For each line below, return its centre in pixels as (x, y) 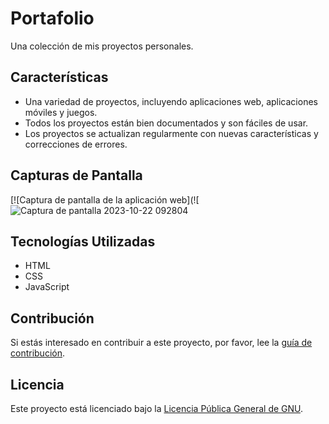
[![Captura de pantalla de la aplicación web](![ (105, 199)
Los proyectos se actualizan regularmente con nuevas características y (171, 133)
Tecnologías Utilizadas (83, 241)
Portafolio (52, 18)
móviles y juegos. (61, 112)
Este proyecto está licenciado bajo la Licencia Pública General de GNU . (157, 408)
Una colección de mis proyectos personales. (102, 46)
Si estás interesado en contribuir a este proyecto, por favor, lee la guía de (161, 343)
